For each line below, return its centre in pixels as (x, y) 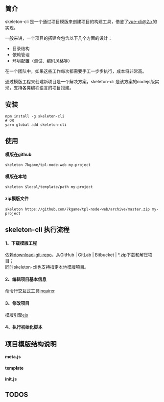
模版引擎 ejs (17, 315)
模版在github (18, 154)
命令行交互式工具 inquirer (30, 291)
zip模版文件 (17, 199)
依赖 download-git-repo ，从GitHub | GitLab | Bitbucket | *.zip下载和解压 (77, 255)
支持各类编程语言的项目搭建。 (44, 88)
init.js (11, 379)
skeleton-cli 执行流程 (37, 230)
